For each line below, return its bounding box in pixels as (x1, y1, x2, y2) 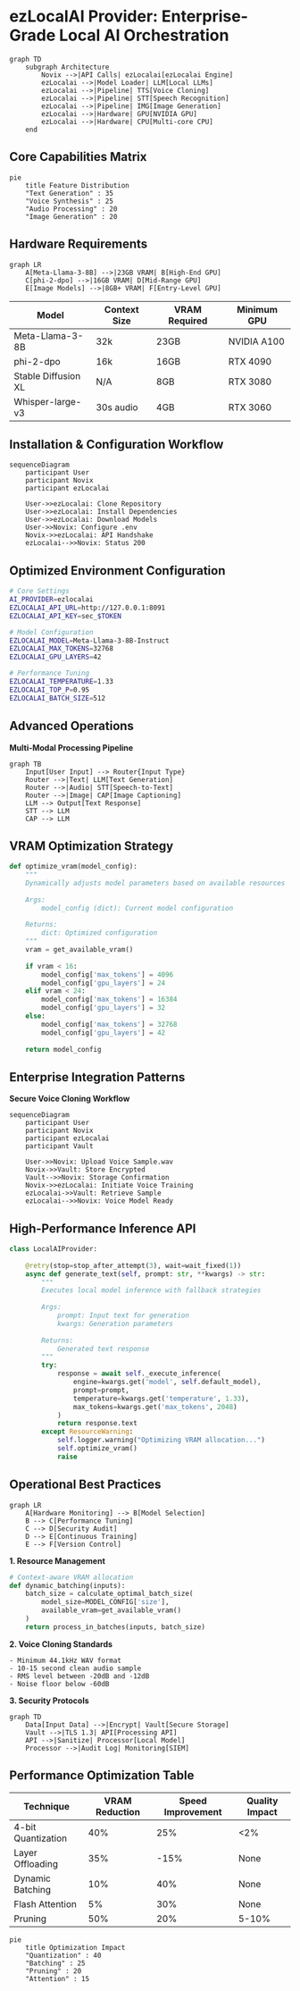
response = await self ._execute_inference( (56, 1369, 221, 1378)
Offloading (13, 1857, 58, 1869)
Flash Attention (13, 1897, 78, 1910)
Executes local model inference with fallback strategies (41, 1286, 262, 1295)
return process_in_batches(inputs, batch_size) (25, 1622, 205, 1632)
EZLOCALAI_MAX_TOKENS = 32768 (9, 644, 114, 653)
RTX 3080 (228, 375, 272, 388)
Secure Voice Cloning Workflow (9, 1093, 130, 1105)
